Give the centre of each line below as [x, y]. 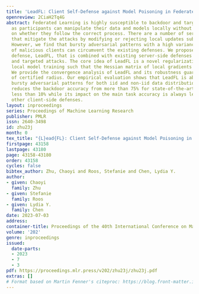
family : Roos [28, 199]
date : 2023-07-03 [28, 216]
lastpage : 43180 [26, 149]
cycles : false [24, 166]
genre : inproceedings [33, 238]
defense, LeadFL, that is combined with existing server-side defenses [102, 56]
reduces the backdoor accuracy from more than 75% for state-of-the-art [103, 89]
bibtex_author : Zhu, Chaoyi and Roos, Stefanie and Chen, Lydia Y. [91, 172]
